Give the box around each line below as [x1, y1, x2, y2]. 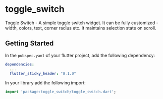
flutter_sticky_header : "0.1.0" [9, 71, 77, 76]
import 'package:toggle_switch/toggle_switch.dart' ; [5, 90, 116, 95]
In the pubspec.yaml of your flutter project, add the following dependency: [5, 52, 155, 58]
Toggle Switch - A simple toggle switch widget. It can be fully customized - [5, 20, 159, 26]
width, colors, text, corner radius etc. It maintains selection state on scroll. [5, 25, 156, 31]
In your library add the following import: [5, 80, 86, 86]
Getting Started [5, 39, 54, 48]
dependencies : [5, 62, 35, 67]
